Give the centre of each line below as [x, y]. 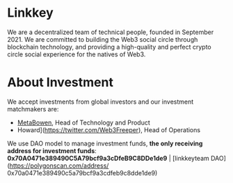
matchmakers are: [33, 109]
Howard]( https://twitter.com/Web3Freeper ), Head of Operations [109, 129]
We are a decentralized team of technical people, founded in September [111, 32]
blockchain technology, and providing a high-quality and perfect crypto [109, 47]
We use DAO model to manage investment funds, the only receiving [105, 143]
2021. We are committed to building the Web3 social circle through [103, 39]
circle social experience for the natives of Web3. [77, 54]
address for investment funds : [52, 150]
